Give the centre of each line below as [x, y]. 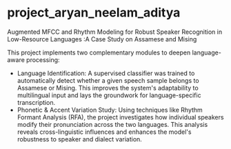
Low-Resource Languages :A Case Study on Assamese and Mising [102, 39]
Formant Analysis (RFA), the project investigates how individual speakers [120, 117]
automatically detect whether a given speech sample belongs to [108, 80]
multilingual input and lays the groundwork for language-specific [109, 95]
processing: [43, 59]
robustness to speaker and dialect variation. [80, 139]
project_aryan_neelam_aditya [94, 13]
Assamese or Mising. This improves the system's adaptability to [108, 88]
